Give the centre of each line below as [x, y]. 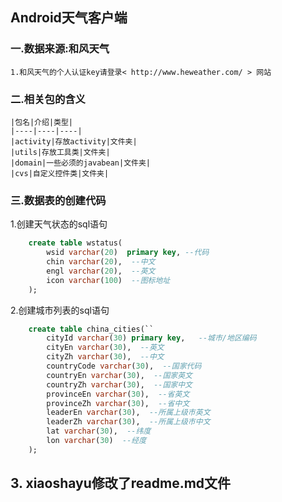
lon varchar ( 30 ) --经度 [96, 441]
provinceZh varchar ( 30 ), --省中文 [118, 403]
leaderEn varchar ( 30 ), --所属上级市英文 [128, 413]
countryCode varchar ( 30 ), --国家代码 [124, 366]
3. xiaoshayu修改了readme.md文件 [121, 483]
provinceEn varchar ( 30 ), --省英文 [118, 394]
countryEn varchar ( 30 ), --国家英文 [119, 375]
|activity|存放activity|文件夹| [74, 141]
